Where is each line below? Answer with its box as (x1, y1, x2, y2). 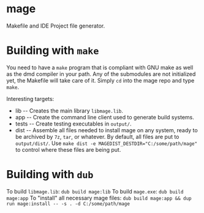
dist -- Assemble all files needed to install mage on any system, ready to (15, 126, 198, 133)
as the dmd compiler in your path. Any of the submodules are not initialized (6, 70, 196, 78)
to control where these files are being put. (15, 146, 121, 153)
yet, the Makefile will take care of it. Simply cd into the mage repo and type (6, 77, 195, 84)
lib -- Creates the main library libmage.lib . (15, 106, 124, 114)
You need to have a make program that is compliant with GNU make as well (6, 64, 194, 71)
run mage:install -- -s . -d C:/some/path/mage (6, 201, 130, 207)
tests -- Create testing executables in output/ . (15, 120, 132, 127)
